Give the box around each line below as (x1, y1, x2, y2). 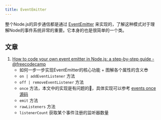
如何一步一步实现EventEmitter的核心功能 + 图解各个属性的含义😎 (19, 67, 148, 73)
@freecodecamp (12, 61, 46, 67)
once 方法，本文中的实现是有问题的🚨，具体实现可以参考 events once (19, 85, 156, 91)
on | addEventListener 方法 (19, 73, 75, 79)
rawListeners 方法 (19, 103, 56, 110)
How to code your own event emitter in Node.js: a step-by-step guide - (12, 56, 155, 62)
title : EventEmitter (5, 7, 47, 12)
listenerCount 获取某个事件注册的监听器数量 (19, 110, 109, 116)
